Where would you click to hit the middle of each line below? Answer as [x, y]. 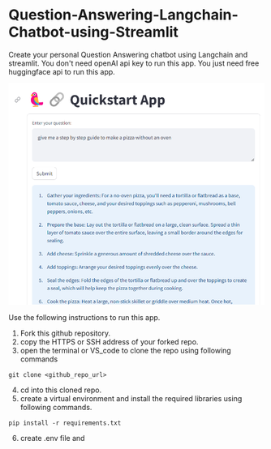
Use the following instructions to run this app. [84, 317]
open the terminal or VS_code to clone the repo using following [125, 350]
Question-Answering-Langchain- [124, 15]
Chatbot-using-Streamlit [93, 32]
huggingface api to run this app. [62, 71]
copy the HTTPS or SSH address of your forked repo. [109, 341]
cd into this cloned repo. [61, 390]
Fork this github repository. [65, 333]
